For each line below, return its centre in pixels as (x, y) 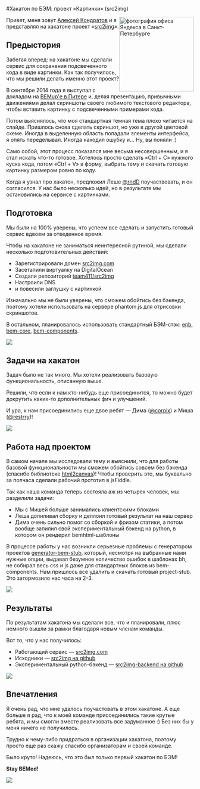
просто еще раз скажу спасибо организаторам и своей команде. (89, 745)
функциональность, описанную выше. (54, 381)
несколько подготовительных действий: (57, 251)
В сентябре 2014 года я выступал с (51, 90)
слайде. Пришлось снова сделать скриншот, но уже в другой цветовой (97, 127)
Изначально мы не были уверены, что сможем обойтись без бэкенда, (96, 300)
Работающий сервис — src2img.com (61, 652)
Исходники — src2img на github (55, 658)
